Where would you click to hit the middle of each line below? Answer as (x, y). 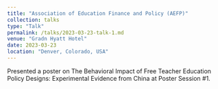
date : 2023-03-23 (32, 45)
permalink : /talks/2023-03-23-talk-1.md (66, 33)
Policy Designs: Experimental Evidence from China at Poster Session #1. (109, 78)
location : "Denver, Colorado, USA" (58, 52)
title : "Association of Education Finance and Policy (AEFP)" (98, 13)
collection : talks (33, 20)
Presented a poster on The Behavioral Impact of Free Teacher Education (109, 71)
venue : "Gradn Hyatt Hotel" (47, 39)
